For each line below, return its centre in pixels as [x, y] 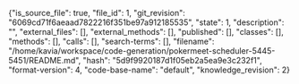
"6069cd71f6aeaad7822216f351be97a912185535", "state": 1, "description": [146, 22]
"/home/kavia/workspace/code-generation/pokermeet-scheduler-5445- [142, 51]
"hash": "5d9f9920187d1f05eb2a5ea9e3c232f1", [172, 60]
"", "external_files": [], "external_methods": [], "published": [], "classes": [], [146, 32]
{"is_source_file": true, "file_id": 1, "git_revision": [97, 13]
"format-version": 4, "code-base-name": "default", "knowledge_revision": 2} [149, 70]
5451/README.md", [45, 60]
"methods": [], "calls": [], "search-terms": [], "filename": [111, 41]
